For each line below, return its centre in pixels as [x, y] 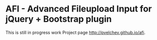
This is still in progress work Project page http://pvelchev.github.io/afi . [76, 32]
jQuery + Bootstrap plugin [59, 19]
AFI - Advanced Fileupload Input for [79, 9]
